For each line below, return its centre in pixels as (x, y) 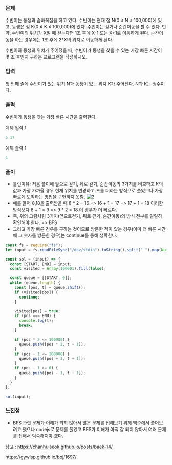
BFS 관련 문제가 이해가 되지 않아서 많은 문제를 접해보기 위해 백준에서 (81, 423)
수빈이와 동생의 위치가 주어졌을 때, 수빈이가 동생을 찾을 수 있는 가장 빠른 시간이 (84, 50)
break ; (26, 325)
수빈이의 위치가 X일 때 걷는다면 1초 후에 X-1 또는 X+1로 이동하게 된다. (81, 33)
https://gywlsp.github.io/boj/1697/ (41, 457)
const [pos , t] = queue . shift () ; (50, 288)
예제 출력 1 (16, 148)
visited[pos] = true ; (37, 311)
